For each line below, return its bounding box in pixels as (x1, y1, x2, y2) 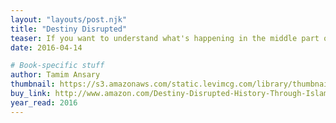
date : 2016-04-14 (10, 42, 83, 53)
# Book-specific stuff (10, 61, 105, 71)
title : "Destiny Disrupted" (10, 24, 128, 34)
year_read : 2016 (10, 97, 78, 108)
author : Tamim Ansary (10, 70, 101, 80)
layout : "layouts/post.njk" (10, 14, 128, 25)
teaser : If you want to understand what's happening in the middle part (10, 33, 320, 43)
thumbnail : (10, 79, 56, 90)
